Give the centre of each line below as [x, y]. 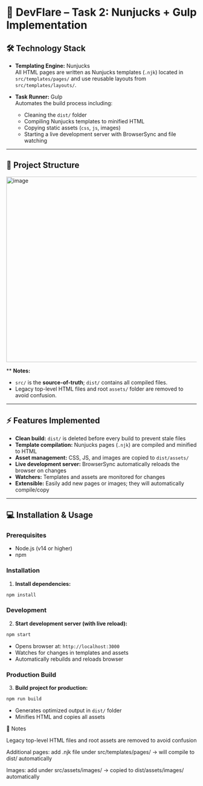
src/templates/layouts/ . [46, 85]
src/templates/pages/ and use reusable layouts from [81, 79]
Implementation [47, 25]
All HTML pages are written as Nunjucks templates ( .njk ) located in [99, 72]
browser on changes [40, 470]
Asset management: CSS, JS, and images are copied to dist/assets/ [102, 457]
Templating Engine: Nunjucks [53, 66]
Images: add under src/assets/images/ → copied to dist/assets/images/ [95, 770]
